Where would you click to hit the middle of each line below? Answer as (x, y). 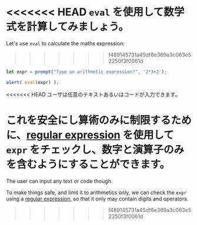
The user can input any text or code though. (59, 181)
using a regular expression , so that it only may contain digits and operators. (97, 199)
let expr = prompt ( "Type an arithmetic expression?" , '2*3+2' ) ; (86, 72)
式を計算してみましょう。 (68, 27)
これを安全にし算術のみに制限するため (99, 120)
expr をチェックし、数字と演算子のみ (95, 150)
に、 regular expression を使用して (90, 135)
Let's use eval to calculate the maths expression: (66, 43)
